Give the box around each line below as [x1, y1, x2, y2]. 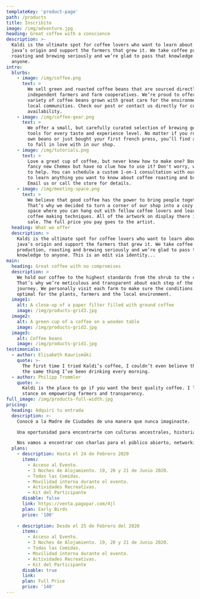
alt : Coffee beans [17, 335, 62, 341]
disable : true [21, 567, 58, 573]
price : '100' [21, 511, 55, 518]
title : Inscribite [6, 20, 52, 26]
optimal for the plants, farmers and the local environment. [17, 291, 171, 297]
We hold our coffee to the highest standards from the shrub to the [17, 274, 190, 280]
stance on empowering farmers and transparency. [21, 391, 145, 397]
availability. [27, 108, 62, 114]
